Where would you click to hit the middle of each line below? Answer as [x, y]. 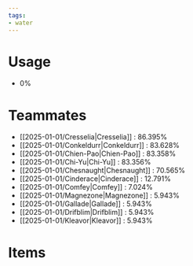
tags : [17, 15]
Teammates [47, 115]
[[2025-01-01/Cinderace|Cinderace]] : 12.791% [95, 179]
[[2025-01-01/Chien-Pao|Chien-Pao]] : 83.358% [98, 153]
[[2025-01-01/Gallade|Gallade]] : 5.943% [86, 204]
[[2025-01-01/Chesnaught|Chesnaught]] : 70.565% [102, 171]
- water [21, 23]
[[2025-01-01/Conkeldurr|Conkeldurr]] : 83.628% [100, 146]
